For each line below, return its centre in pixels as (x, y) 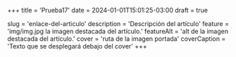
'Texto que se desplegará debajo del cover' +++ (77, 46)
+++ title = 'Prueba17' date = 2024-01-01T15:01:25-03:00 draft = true (107, 10)
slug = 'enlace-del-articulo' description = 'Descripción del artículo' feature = (118, 24)
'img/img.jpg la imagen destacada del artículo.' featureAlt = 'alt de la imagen (118, 31)
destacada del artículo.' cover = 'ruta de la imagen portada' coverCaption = (117, 39)
